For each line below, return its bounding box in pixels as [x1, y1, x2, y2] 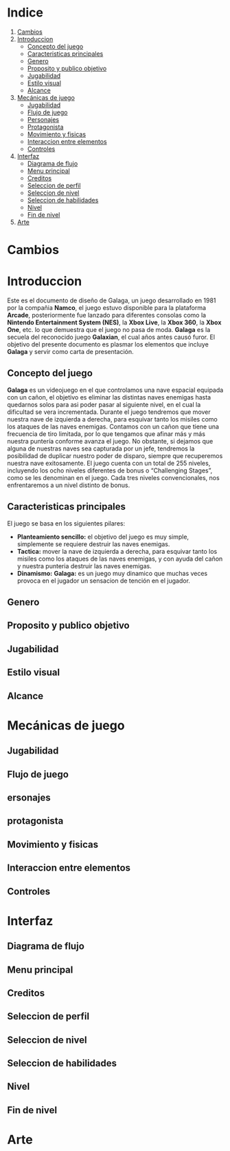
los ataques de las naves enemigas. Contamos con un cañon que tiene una [7, 422, 220, 431]
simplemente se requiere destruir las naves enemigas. [16, 539, 170, 548]
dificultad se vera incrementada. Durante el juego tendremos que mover [7, 408, 211, 416]
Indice [7, 5, 43, 21]
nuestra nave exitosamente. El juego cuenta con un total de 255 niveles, [7, 459, 211, 467]
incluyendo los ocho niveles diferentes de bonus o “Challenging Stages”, [7, 466, 213, 475]
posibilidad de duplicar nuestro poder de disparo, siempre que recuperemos [7, 451, 223, 459]
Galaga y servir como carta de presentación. [7, 348, 134, 356]
